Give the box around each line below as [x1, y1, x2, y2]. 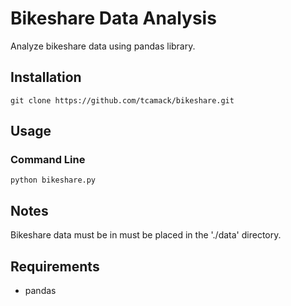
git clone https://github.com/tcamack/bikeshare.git [10, 95, 235, 106]
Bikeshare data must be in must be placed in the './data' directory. [10, 229, 282, 241]
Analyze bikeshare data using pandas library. [10, 40, 196, 52]
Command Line [10, 153, 86, 167]
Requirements [10, 258, 100, 275]
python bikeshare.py [10, 175, 97, 186]
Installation [10, 69, 82, 86]
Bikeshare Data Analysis [10, 7, 217, 30]
